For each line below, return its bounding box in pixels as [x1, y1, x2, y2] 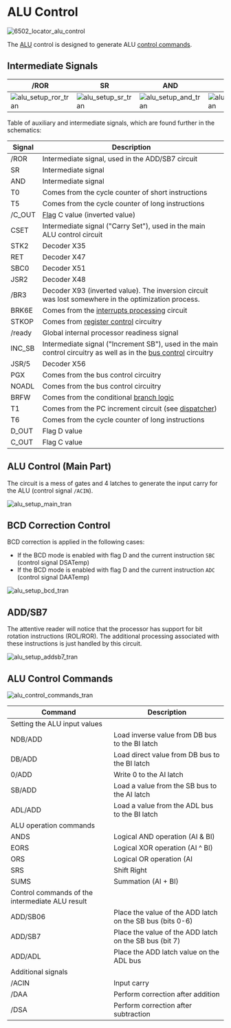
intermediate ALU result [10, 896, 87, 906]
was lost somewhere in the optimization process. [42, 294, 200, 304]
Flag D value [42, 426, 82, 435]
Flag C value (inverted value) [42, 209, 136, 219]
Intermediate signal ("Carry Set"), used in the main [42, 221, 206, 231]
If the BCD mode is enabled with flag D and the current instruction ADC [16, 566, 215, 574]
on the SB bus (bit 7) [113, 936, 181, 945]
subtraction [113, 1009, 151, 1018]
